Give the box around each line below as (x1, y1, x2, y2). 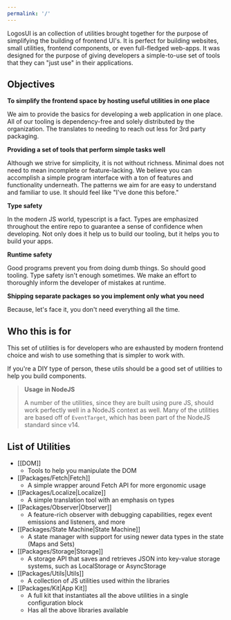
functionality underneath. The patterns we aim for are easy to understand (7, 181, 216, 189)
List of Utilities (7, 440, 71, 453)
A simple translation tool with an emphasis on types (27, 496, 175, 505)
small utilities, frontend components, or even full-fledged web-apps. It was (7, 44, 220, 52)
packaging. (7, 132, 39, 140)
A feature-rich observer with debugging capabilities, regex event (27, 511, 212, 519)
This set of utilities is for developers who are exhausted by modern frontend (7, 344, 223, 353)
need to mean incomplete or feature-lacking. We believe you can (7, 167, 192, 175)
